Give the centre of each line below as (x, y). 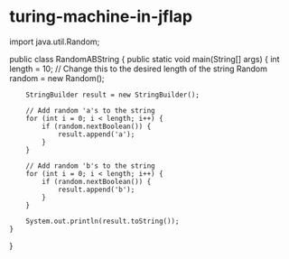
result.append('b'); (96, 190)
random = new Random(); (57, 78)
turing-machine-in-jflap (101, 17)
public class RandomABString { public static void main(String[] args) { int (144, 59)
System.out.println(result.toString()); (103, 221)
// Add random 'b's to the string (90, 166)
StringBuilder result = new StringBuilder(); (113, 95)
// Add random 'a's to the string (90, 110)
